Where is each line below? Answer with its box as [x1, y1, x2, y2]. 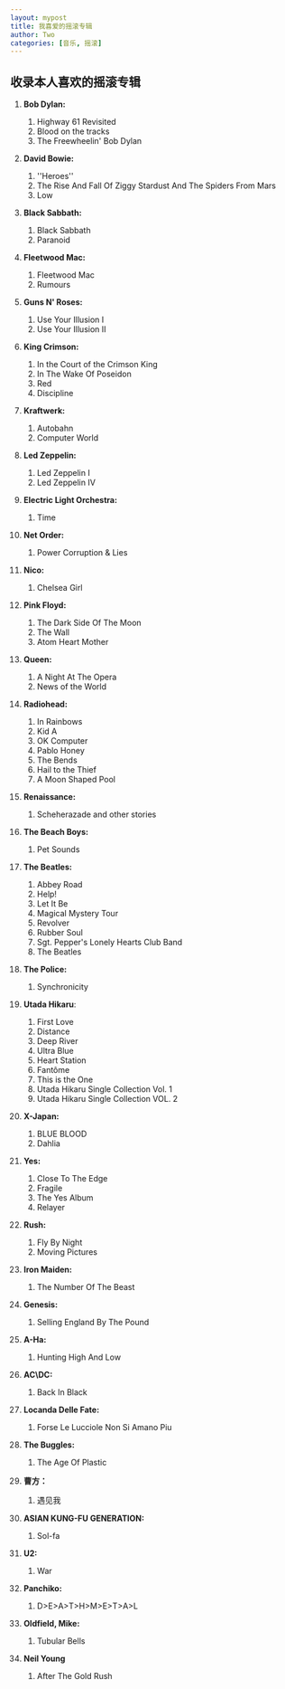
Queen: [23, 654, 52, 665]
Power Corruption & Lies [36, 547, 128, 558]
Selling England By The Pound [36, 1317, 150, 1328]
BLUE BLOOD [36, 1128, 87, 1140]
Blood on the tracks [36, 126, 110, 137]
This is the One [36, 1074, 94, 1086]
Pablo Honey [36, 745, 85, 756]
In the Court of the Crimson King [36, 359, 159, 370]
